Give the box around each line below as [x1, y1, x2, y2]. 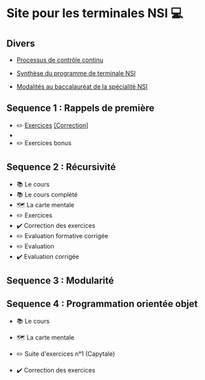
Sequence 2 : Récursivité [6, 161, 116, 173]
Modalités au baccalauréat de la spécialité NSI [16, 83, 148, 90]
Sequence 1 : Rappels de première [6, 103, 155, 114]
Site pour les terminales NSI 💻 [6, 6, 184, 21]
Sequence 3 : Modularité [6, 275, 114, 286]
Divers [6, 37, 35, 49]
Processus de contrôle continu [16, 56, 104, 64]
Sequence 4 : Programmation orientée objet [6, 298, 198, 310]
